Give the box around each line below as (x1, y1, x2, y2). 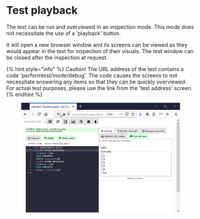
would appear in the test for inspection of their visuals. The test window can (6, 47, 194, 54)
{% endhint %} (6, 91, 43, 98)
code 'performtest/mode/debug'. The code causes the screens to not (6, 72, 178, 79)
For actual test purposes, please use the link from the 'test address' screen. (6, 84, 193, 91)
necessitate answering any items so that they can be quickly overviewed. (6, 78, 187, 85)
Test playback (6, 4, 78, 17)
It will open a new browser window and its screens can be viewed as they (6, 41, 187, 48)
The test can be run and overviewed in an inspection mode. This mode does (6, 23, 194, 30)
